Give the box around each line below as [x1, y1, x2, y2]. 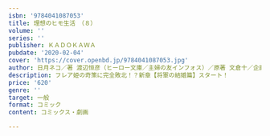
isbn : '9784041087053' [8, 11, 84, 20]
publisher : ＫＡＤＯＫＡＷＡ [8, 42, 96, 50]
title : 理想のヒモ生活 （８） [8, 19, 96, 27]
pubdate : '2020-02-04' [8, 49, 84, 57]
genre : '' [8, 86, 42, 94]
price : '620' [8, 78, 52, 86]
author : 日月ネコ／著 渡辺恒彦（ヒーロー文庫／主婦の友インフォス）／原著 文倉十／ [8, 64, 254, 72]
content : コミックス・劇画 [8, 109, 89, 117]
